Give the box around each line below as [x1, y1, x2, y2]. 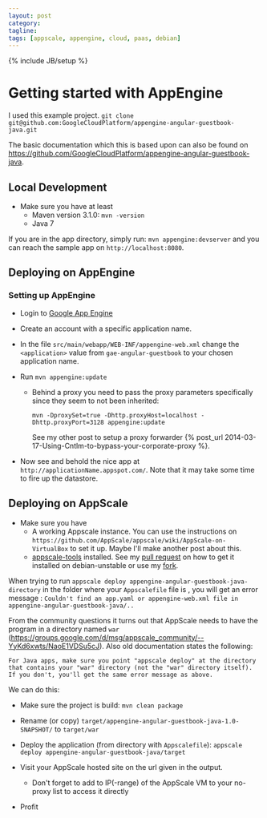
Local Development [8, 180, 107, 194]
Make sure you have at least [19, 202, 114, 211]
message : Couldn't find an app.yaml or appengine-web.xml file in [8, 593, 239, 602]
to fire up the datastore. [19, 473, 99, 483]
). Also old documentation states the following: [99, 641, 253, 651]
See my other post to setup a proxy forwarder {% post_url [31, 432, 223, 441]
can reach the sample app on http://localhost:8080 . [8, 243, 184, 252]
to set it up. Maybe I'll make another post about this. [70, 543, 242, 553]
